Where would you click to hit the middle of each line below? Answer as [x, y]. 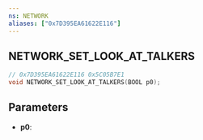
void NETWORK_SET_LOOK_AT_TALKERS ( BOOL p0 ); [85, 83]
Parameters [38, 107]
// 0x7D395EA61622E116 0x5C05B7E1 [67, 75]
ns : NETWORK [28, 16]
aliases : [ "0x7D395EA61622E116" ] [65, 23]
